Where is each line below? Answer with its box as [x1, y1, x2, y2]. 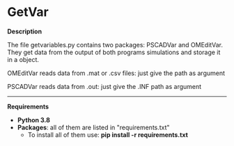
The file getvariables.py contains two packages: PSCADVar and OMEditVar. [7, 40, 223, 49]
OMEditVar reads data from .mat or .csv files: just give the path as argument [7, 69, 225, 77]
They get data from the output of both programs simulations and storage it [7, 48, 221, 56]
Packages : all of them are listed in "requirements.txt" [17, 123, 170, 131]
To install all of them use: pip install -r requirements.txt [27, 130, 188, 139]
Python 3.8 [17, 115, 51, 124]
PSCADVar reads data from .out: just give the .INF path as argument [7, 82, 202, 90]
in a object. [7, 55, 40, 63]
